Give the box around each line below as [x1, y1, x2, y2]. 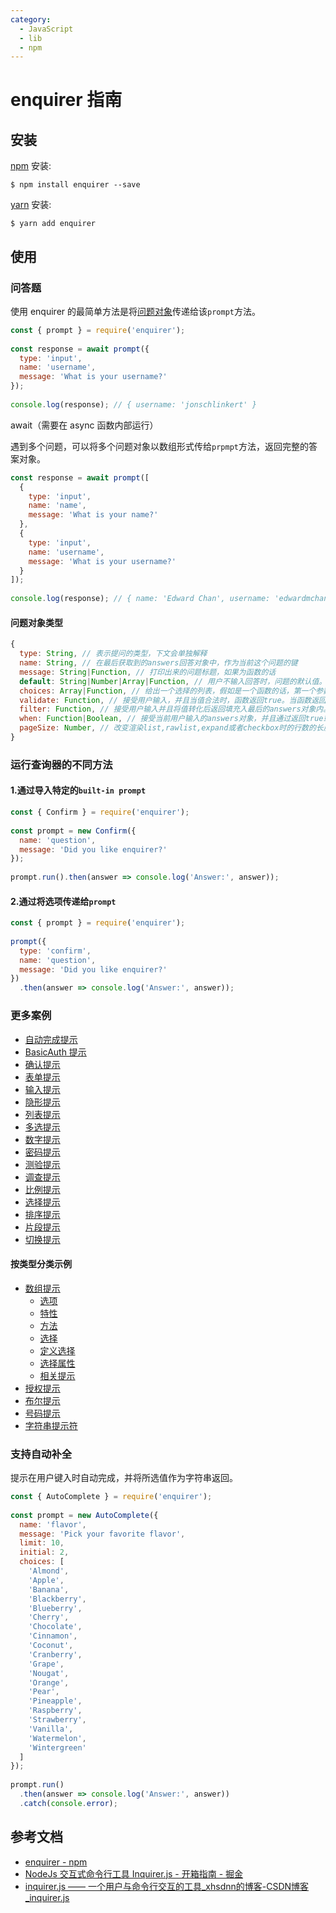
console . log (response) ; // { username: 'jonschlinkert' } [10, 399, 257, 410]
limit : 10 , [19, 1538, 65, 1548]
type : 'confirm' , [19, 946, 92, 956]
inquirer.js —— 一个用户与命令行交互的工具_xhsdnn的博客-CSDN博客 [24, 1880, 310, 1892]
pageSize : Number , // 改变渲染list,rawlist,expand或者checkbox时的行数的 [19, 723, 317, 733]
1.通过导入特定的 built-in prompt [10, 784, 147, 796]
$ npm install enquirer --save [10, 180, 141, 190]
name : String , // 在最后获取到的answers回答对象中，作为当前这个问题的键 [19, 658, 298, 668]
